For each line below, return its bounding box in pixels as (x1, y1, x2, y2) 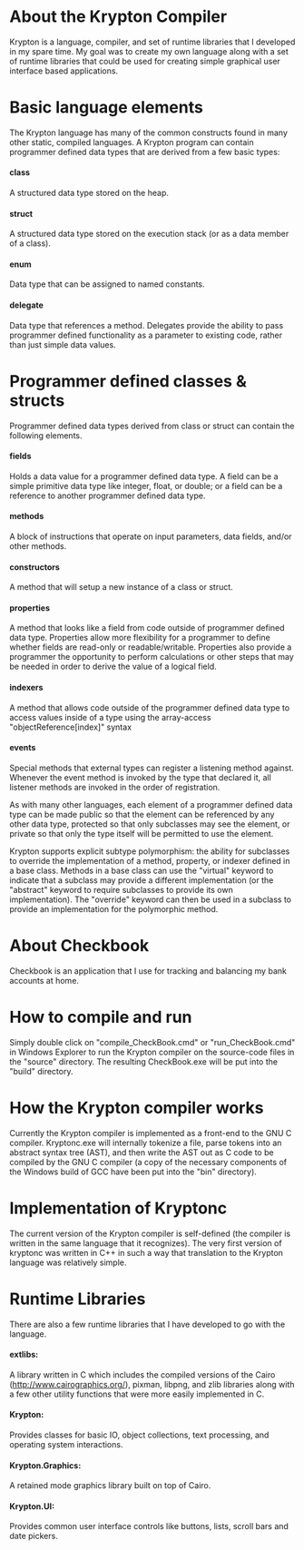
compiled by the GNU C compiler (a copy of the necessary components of (9, 1156, 288, 1167)
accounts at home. (9, 975, 80, 986)
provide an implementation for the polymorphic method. (9, 903, 219, 914)
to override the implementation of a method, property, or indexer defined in (9, 855, 290, 866)
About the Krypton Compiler (9, 6, 228, 27)
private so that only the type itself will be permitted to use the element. (9, 828, 274, 839)
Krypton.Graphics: (9, 1459, 82, 1471)
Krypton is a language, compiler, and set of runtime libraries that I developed (9, 36, 296, 47)
